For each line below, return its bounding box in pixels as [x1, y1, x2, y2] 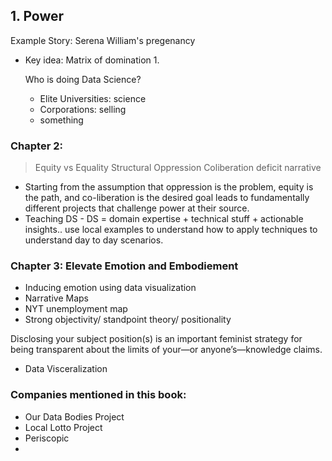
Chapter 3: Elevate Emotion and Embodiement [10, 259, 239, 273]
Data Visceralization [24, 363, 108, 375]
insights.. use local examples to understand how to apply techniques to [24, 224, 318, 236]
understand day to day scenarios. [24, 234, 164, 246]
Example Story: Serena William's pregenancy [10, 34, 196, 46]
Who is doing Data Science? [24, 73, 142, 85]
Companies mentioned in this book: [10, 388, 187, 402]
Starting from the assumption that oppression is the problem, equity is [24, 181, 314, 193]
